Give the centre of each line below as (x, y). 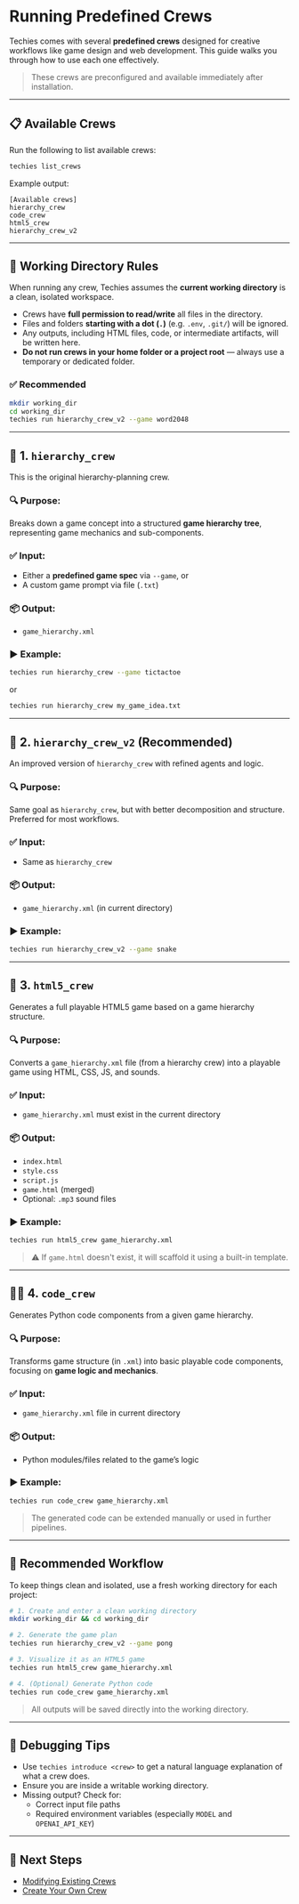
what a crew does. (56, 1776)
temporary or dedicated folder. (78, 361)
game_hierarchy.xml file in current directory (101, 1413)
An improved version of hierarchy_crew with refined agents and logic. (137, 763)
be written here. (51, 343)
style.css (40, 1171)
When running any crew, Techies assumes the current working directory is (148, 287)
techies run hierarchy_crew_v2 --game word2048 (99, 420)
